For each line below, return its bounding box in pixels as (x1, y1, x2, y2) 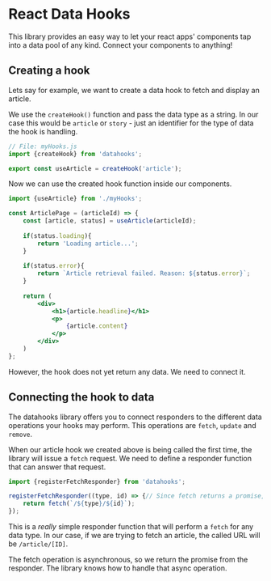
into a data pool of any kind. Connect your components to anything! (8, 40, 233, 49)
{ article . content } (65, 322, 128, 330)
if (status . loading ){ (23, 231, 92, 240)
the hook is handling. (8, 126, 78, 136)
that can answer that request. (8, 462, 106, 472)
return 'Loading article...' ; (37, 240, 139, 248)
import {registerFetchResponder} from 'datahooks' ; (8, 477, 186, 486)
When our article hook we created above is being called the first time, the (8, 444, 252, 454)
